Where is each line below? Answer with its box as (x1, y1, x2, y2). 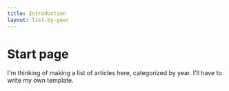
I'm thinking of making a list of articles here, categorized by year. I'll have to (7, 69, 222, 77)
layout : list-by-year (7, 17, 70, 23)
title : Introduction (7, 10, 67, 17)
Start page (7, 46, 69, 62)
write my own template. (7, 77, 74, 85)
